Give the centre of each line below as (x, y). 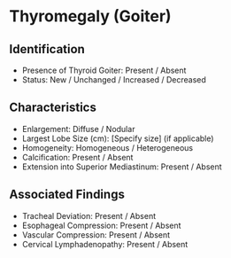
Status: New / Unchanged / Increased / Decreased (114, 80)
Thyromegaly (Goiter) (90, 16)
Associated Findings (67, 195)
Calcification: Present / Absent (77, 157)
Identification (47, 49)
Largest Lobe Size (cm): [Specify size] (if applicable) (118, 138)
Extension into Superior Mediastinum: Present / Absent (122, 167)
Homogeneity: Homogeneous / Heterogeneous (107, 147)
